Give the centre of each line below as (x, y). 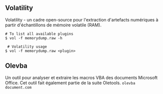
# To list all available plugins (39, 34)
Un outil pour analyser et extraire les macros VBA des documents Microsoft (81, 77)
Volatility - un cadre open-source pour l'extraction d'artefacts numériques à (82, 19)
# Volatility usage (27, 47)
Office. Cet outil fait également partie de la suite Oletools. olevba (70, 83)
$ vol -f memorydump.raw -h (34, 38)
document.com (18, 87)
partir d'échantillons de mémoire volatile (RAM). (53, 25)
